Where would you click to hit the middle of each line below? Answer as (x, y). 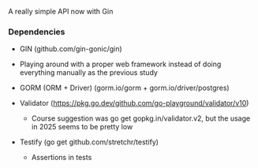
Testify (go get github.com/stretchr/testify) (89, 142)
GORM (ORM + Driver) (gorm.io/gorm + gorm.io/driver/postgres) (125, 88)
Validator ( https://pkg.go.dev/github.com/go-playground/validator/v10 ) (134, 103)
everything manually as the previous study (88, 73)
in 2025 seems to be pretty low (82, 127)
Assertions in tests (62, 158)
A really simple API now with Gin (61, 11)
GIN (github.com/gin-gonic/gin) (71, 49)
